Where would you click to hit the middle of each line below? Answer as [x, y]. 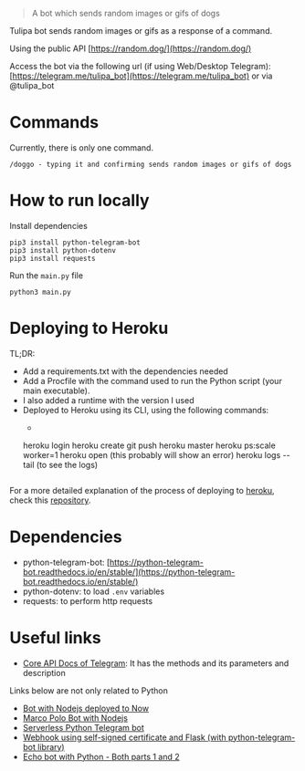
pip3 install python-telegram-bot [75, 242]
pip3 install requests [53, 258]
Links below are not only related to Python [89, 690]
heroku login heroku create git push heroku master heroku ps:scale [149, 445]
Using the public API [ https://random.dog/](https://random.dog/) [131, 48]
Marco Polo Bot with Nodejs [75, 718]
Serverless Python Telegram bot [83, 727]
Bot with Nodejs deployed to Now [85, 708]
